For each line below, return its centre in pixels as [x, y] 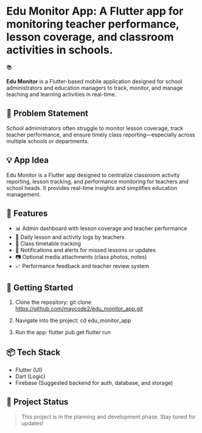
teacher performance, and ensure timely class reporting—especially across [101, 135]
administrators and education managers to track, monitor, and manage [95, 88]
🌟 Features [27, 213]
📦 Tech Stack [33, 352]
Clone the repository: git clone [53, 302]
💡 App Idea [27, 160]
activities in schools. [60, 50]
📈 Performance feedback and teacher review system [82, 266]
